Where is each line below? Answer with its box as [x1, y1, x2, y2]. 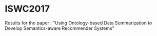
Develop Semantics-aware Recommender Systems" [5, 25, 114, 31]
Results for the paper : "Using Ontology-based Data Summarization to [5, 20, 152, 26]
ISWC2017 [5, 3, 50, 15]
